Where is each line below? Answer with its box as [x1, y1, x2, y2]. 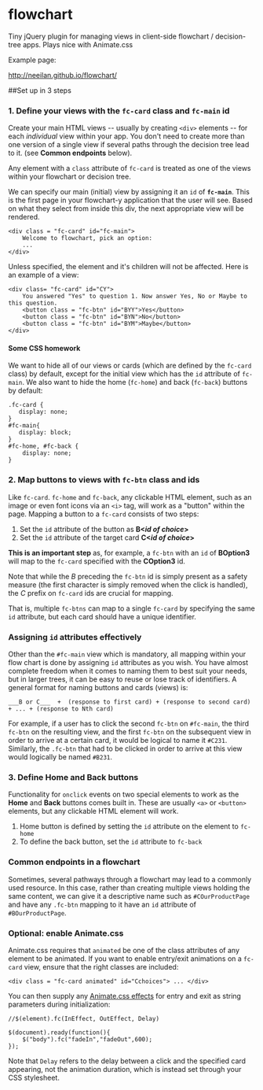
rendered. [8, 212, 41, 222]
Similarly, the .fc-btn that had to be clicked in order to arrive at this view [8, 744, 243, 753]
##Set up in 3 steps [8, 85, 72, 95]
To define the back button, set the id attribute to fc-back [19, 837, 203, 847]
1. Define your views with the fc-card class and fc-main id [8, 105, 230, 116]
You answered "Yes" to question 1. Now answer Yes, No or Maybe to [22, 293, 247, 301]
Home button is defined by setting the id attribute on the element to [19, 822, 239, 831]
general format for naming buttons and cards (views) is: [8, 683, 188, 693]
